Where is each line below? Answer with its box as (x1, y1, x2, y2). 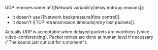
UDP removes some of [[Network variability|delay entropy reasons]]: (5, 5, 144, 10)
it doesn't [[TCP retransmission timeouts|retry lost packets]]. (12, 20, 135, 25)
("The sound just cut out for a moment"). (5, 39, 88, 45)
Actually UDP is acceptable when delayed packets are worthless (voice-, (5, 29, 153, 34)
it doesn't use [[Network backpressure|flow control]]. (12, 14, 121, 20)
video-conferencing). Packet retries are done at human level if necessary (5, 34, 154, 40)
